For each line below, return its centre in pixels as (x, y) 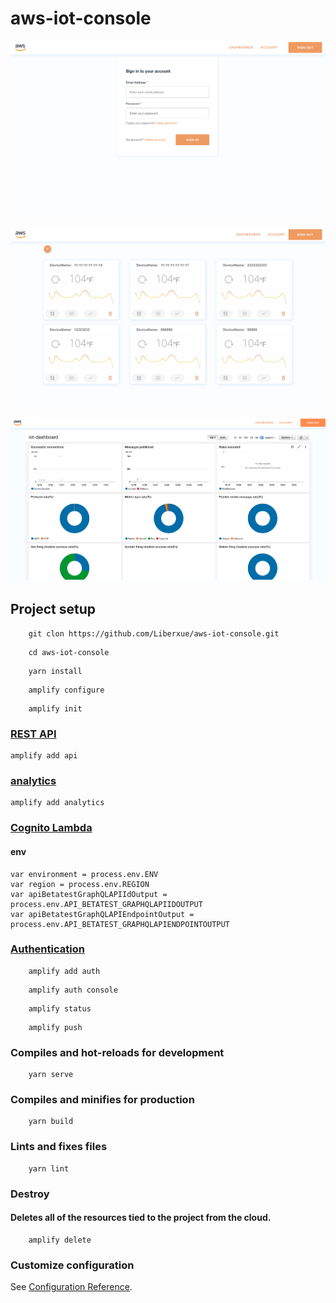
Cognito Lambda (51, 828)
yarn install (55, 671)
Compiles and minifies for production (102, 1100)
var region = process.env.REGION (80, 884)
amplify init (55, 708)
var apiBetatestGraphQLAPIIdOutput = (89, 894)
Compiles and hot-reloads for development (117, 1052)
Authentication (47, 949)
